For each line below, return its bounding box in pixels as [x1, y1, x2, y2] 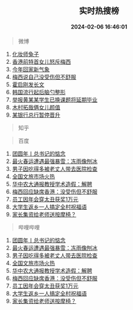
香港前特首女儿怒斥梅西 [12, 58, 71, 65]
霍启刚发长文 [12, 81, 44, 88]
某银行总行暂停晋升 [12, 111, 61, 119]
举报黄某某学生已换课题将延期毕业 [12, 96, 98, 103]
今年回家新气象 [12, 66, 50, 73]
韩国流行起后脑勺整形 [12, 88, 66, 95]
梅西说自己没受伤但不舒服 [12, 73, 77, 80]
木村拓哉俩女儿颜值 [12, 103, 61, 111]
